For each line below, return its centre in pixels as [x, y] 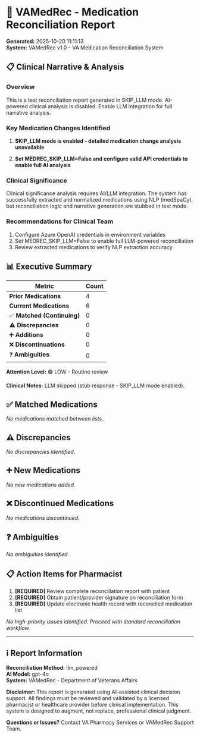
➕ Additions [26, 335]
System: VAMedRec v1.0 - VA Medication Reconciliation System [85, 48]
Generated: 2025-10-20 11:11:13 [45, 41]
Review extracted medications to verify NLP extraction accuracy [93, 247]
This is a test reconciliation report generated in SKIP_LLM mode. [85, 100]
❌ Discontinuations [37, 344]
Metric [45, 286]
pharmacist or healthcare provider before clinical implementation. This [92, 705]
